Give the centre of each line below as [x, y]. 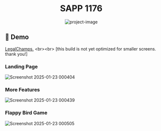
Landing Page [22, 66]
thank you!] [16, 54]
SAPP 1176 [81, 8]
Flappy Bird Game [26, 113]
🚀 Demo [17, 37]
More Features [22, 89]
